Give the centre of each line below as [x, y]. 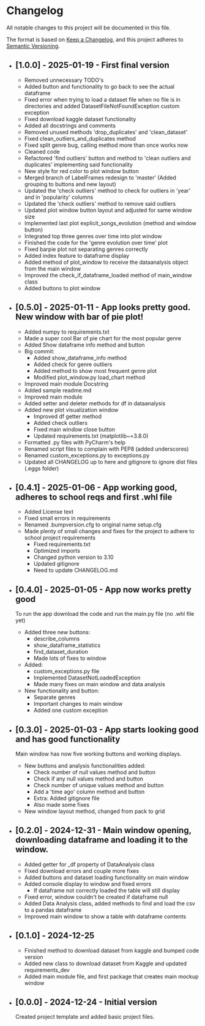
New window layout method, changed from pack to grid [95, 811]
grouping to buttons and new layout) [70, 184]
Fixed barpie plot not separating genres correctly [86, 249]
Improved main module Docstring [66, 384]
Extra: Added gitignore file [66, 798]
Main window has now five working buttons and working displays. [98, 754]
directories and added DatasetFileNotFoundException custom [102, 106]
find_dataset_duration [61, 652]
